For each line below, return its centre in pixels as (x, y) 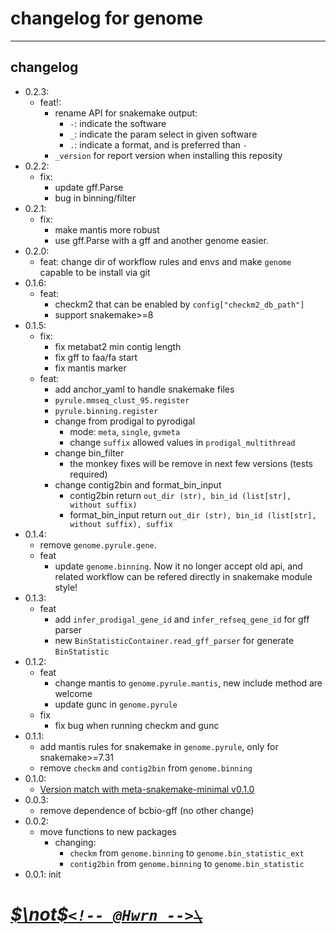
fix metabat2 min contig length (118, 346)
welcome (73, 693)
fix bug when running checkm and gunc (137, 725)
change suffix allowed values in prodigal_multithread (182, 442)
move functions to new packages (108, 831)
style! (66, 587)
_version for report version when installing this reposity (168, 155)
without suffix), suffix (121, 524)
